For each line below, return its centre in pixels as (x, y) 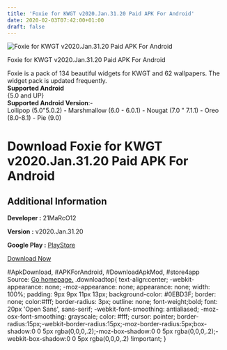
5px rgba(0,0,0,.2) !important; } (122, 339)
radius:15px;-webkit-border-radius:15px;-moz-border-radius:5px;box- (107, 324)
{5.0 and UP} (26, 96)
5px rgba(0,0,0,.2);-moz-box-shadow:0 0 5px (108, 331)
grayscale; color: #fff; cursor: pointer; (122, 317)
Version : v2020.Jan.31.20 (45, 231)
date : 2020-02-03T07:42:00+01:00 (56, 20)
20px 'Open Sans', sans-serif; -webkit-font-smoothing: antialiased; (103, 309)
